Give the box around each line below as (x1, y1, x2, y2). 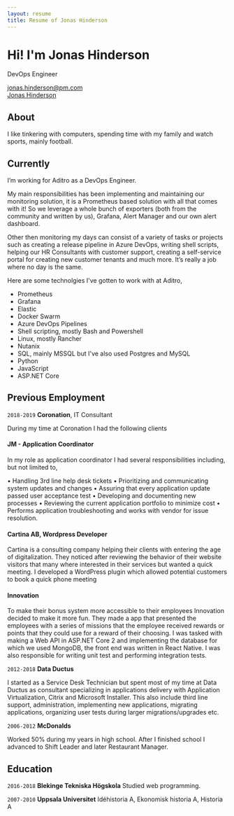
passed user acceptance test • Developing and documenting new (7, 491, 197, 500)
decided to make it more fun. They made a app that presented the (7, 614, 197, 623)
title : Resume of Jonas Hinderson (7, 17, 108, 24)
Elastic (17, 305, 37, 314)
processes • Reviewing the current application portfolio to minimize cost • (7, 499, 221, 507)
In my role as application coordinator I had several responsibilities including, (7, 456, 226, 464)
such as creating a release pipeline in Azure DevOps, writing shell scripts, (7, 241, 219, 249)
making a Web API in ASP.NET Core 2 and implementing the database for (7, 636, 218, 645)
